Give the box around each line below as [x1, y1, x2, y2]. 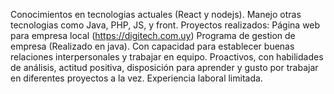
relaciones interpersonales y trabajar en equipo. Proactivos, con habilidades [10, 51, 324, 63]
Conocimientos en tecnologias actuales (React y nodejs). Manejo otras [10, 9, 302, 20]
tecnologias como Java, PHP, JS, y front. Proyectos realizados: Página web [10, 19, 321, 31]
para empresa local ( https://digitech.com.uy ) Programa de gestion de [10, 30, 296, 41]
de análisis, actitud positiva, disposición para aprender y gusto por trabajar [10, 62, 319, 73]
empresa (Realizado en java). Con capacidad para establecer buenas [10, 40, 295, 52]
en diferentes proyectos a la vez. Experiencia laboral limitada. [10, 72, 263, 84]
